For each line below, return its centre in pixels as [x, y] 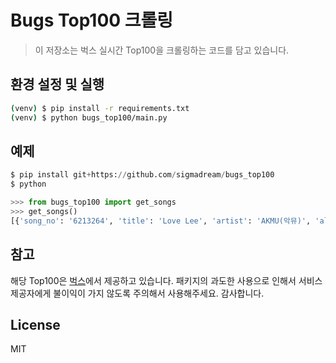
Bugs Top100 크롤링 [92, 20]
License [35, 324]
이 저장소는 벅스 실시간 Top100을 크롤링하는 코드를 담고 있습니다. [162, 50]
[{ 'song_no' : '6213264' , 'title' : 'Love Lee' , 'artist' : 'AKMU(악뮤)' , [161, 221]
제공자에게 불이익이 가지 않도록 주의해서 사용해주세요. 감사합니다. [137, 293]
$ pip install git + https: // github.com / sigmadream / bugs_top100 [142, 175]
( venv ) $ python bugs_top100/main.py [89, 117]
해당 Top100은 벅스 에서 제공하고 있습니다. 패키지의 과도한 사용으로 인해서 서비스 [166, 280]
